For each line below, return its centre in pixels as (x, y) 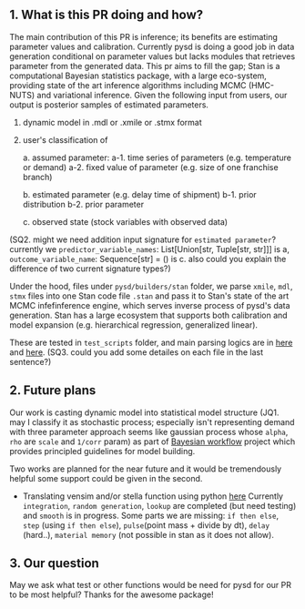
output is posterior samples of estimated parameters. (109, 105)
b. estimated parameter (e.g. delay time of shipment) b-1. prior (139, 194)
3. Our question (55, 563)
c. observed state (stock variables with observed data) (125, 221)
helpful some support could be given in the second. (106, 478)
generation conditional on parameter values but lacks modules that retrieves (152, 56)
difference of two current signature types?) (90, 269)
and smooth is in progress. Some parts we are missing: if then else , (151, 515)
